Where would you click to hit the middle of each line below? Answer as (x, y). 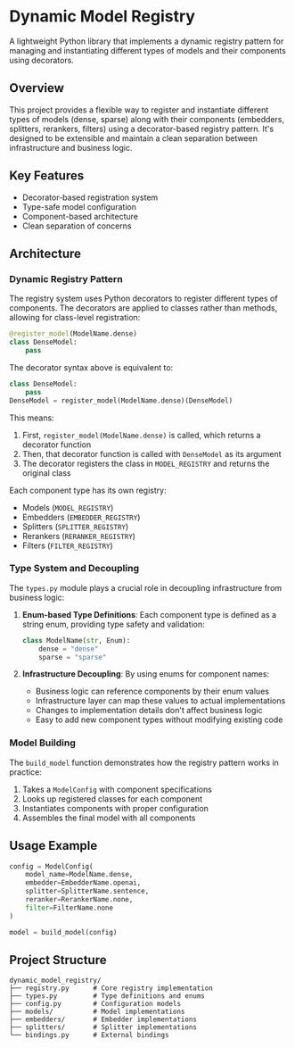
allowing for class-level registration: (75, 318)
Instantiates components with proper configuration (115, 808)
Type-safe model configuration (79, 206)
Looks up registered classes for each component (112, 798)
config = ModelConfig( (51, 866)
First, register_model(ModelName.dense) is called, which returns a (141, 435)
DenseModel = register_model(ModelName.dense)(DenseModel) (121, 400)
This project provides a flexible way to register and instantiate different (139, 110)
